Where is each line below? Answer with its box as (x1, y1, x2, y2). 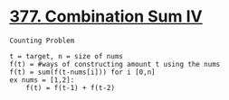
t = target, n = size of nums (9, 51, 124, 60)
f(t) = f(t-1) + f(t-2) (25, 83, 116, 92)
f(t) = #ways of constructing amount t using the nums (9, 59, 221, 68)
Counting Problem (9, 36, 75, 45)
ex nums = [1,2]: (9, 75, 75, 85)
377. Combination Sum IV (9, 6, 203, 27)
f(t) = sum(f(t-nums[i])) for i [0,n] (9, 68, 156, 77)
